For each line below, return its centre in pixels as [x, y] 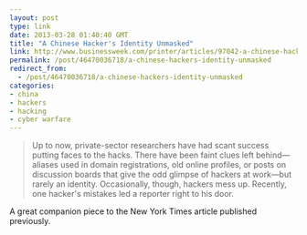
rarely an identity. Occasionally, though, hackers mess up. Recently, [159, 184]
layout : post [34, 18]
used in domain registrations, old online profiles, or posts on [174, 165]
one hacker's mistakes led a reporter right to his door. [133, 194]
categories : [32, 86]
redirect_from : [38, 69]
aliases [45, 165]
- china [24, 94]
